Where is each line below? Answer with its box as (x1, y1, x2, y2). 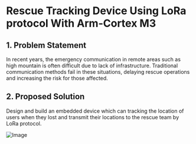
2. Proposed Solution (6, 91, 85, 102)
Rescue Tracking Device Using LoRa (6, 4, 187, 18)
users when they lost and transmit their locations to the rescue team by (6, 113, 179, 120)
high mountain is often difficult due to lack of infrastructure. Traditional (6, 62, 178, 69)
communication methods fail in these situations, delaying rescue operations (6, 68, 190, 75)
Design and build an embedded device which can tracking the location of (6, 107, 184, 114)
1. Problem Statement (6, 40, 87, 50)
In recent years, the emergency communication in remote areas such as (6, 56, 181, 63)
